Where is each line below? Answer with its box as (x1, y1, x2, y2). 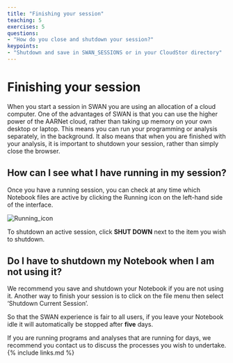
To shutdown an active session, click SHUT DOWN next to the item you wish (7, 228, 226, 236)
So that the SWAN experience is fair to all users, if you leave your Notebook (7, 313, 224, 321)
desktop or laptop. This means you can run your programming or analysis (7, 124, 218, 133)
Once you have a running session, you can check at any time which (7, 186, 200, 194)
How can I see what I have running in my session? (7, 167, 227, 179)
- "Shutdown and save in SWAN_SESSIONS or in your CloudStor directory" (7, 50, 223, 57)
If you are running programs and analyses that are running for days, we (7, 334, 211, 342)
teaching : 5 (7, 17, 42, 24)
